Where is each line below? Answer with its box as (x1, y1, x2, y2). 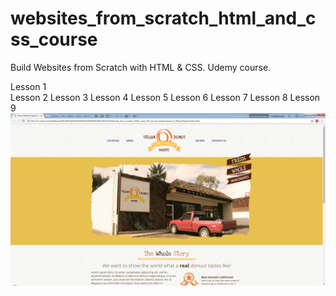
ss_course (10, 28, 98, 51)
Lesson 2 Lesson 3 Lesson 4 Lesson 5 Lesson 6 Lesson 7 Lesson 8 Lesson (10, 91, 321, 103)
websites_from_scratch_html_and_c (10, 7, 317, 30)
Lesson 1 (10, 80, 47, 92)
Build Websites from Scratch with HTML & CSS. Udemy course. (10, 61, 272, 73)
